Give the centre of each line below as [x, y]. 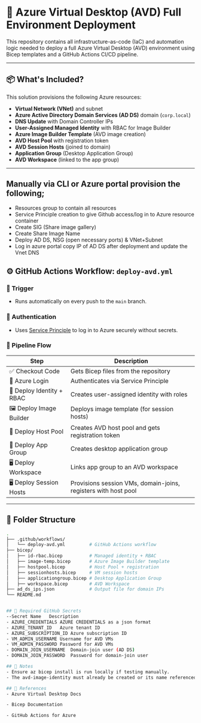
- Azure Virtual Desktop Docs [44, 694]
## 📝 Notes [20, 667]
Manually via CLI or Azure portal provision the [93, 184]
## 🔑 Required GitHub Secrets [44, 611]
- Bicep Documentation [34, 705]
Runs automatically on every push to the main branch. [81, 302]
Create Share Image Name [48, 233]
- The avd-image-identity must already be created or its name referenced [101, 677]
